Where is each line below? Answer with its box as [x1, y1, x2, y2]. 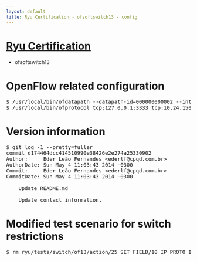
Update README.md [18, 185, 69, 192]
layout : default [6, 8, 46, 15]
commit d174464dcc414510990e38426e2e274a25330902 [6, 150, 152, 157]
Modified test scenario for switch [6, 217, 171, 231]
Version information [6, 124, 106, 138]
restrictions [6, 229, 64, 243]
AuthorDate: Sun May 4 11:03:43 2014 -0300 [6, 162, 133, 168]
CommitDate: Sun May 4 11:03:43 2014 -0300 [6, 174, 133, 180]
